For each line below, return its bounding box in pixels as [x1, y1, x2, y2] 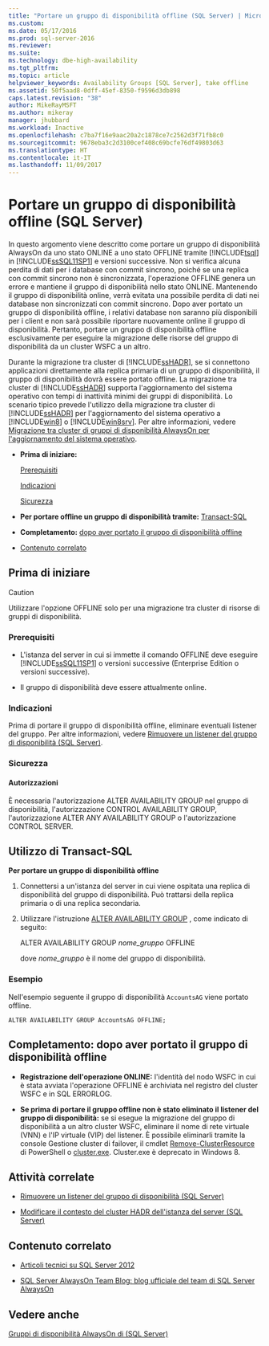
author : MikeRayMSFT [8, 101, 78, 109]
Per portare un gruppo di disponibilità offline [8, 866, 159, 875]
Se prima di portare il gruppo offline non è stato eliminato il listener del [19, 1104, 259, 1114]
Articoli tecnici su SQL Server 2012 [19, 1260, 134, 1270]
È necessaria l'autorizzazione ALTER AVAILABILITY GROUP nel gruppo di [8, 796, 249, 806]
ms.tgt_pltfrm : [8, 64, 59, 72]
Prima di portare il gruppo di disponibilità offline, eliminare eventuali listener [8, 720, 258, 731]
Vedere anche [8, 1307, 80, 1321]
